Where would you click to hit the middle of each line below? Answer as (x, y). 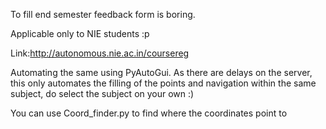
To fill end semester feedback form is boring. (103, 14)
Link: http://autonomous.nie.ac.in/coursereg (100, 53)
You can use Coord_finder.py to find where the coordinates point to (149, 113)
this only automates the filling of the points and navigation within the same (163, 83)
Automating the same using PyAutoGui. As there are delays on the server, (161, 72)
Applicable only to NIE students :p (80, 33)
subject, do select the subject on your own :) (102, 93)
